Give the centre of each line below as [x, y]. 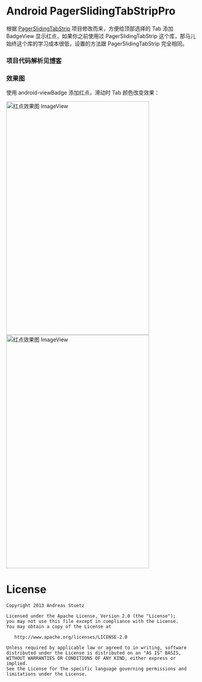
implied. [17, 664]
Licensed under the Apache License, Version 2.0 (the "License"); [91, 616]
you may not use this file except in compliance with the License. [93, 622]
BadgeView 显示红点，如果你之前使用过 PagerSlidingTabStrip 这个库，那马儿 [101, 36]
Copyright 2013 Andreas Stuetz [45, 606]
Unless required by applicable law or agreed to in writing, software [96, 648]
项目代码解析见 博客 [34, 60]
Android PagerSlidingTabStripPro [91, 11]
